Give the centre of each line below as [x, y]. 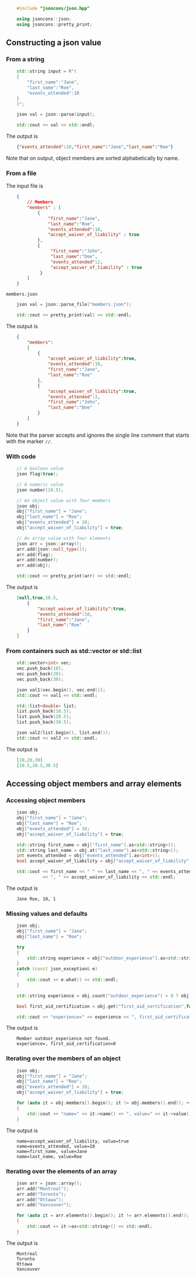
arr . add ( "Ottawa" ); [40, 1200]
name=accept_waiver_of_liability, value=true [73, 1141]
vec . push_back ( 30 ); [40, 679]
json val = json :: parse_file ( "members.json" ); [74, 305]
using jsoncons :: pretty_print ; [55, 24]
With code [21, 456]
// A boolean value [40, 469]
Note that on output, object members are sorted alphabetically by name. [93, 158]
